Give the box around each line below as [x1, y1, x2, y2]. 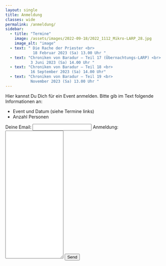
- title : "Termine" [10, 31, 52, 36]
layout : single [5, 7, 38, 13]
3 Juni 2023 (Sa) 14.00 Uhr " [30, 60, 95, 65]
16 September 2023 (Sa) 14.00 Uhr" [30, 70, 106, 75]
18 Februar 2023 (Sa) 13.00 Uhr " [32, 50, 106, 55]
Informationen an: [5, 98, 42, 104]
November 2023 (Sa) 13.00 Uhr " [30, 79, 100, 84]
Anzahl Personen [12, 114, 49, 120]
